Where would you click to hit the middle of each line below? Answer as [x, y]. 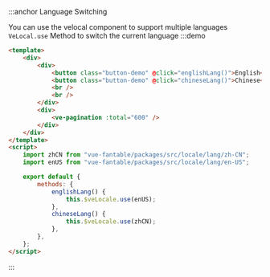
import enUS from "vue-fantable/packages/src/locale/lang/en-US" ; [136, 163]
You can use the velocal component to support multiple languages [118, 27]
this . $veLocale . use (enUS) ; [111, 199]
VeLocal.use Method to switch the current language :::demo [107, 36]
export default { [52, 177]
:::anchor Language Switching [58, 12]
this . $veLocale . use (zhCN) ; [111, 222]
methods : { [55, 184]
